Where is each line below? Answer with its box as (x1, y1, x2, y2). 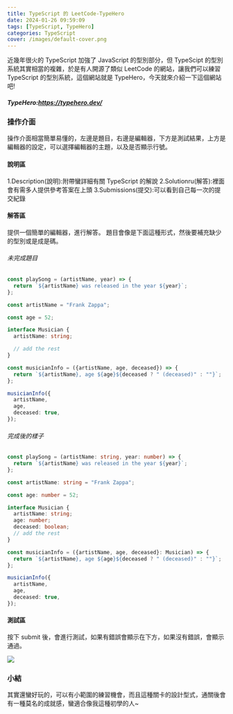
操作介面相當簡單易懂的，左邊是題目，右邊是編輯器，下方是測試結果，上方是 (7, 134, 226, 142)
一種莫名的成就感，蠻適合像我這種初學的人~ (12, 699, 139, 708)
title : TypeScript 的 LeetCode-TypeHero (7, 10, 125, 17)
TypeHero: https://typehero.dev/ (7, 98, 103, 106)
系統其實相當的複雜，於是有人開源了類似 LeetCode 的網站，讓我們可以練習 (7, 65, 221, 73)
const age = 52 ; (7, 314, 54, 321)
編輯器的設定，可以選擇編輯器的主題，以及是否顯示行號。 (7, 143, 171, 151)
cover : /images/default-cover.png (7, 36, 107, 43)
